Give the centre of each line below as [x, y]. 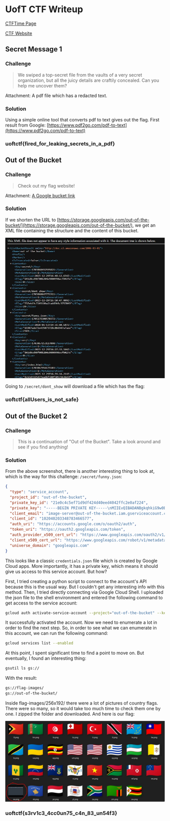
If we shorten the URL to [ [32, 220]
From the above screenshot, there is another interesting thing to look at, [80, 471]
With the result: [21, 678]
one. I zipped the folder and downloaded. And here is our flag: [70, 714]
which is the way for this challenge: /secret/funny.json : [64, 477]
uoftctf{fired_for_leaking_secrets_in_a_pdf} [60, 143]
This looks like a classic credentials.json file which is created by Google [81, 561]
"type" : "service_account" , [39, 492]
